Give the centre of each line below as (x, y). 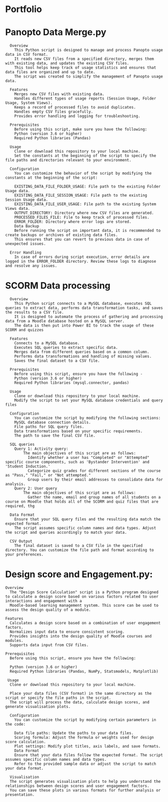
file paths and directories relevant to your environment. (68, 160)
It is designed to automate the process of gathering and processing (89, 317)
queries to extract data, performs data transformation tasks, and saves (84, 308)
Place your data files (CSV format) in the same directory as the (81, 693)
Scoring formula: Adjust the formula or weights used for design (84, 738)
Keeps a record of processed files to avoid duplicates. (75, 107)
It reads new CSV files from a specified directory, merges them (84, 59)
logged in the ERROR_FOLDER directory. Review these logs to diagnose (81, 262)
